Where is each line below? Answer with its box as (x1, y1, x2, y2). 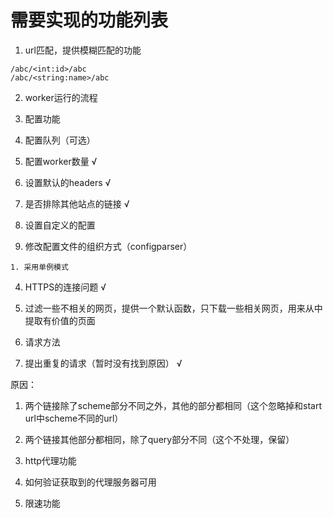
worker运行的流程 (24, 91, 98, 103)
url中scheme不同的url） (24, 412, 124, 424)
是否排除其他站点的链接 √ (24, 197, 130, 210)
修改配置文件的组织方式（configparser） (24, 240, 193, 252)
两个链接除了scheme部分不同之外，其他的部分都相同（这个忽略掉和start (24, 399, 323, 411)
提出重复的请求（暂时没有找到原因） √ (24, 357, 183, 369)
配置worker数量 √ (24, 155, 98, 167)
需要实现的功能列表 (10, 9, 169, 32)
